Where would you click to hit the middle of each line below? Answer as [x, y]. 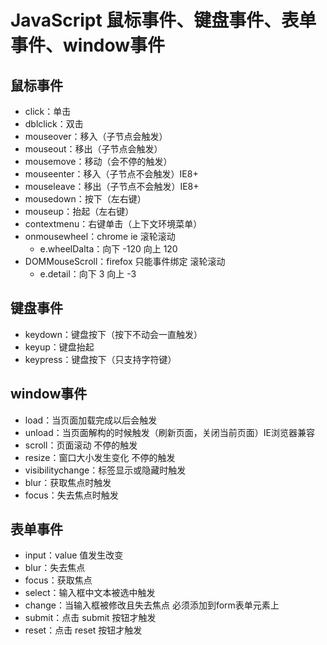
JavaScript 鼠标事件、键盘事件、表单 [163, 20]
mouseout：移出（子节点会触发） [93, 149]
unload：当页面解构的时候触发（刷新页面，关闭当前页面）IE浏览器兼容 [169, 432]
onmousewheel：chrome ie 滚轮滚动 [100, 236]
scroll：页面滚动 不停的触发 [81, 445]
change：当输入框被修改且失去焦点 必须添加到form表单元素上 [152, 605]
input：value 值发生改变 [74, 555]
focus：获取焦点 [58, 580]
